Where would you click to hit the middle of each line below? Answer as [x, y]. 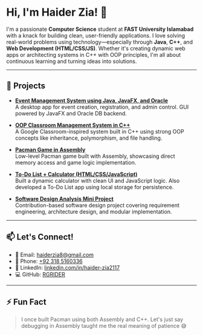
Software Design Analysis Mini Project [64, 198]
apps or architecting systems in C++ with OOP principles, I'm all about [94, 54]
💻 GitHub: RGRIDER [40, 274]
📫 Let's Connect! [40, 237]
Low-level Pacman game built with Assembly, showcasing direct [95, 156]
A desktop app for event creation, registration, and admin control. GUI [102, 107]
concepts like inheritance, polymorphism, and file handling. [89, 138]
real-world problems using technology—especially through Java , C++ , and [100, 42]
